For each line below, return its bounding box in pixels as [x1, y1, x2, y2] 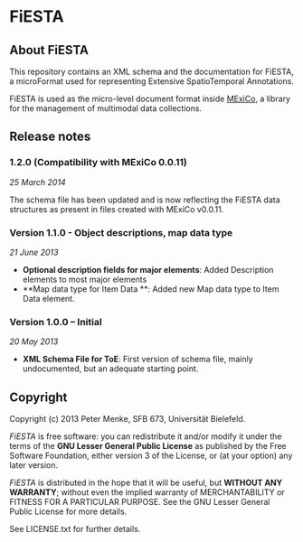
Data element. [22, 293, 75, 304]
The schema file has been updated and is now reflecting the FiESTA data [9, 194, 280, 205]
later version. [9, 460, 59, 471]
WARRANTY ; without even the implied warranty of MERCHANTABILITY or [9, 487, 285, 498]
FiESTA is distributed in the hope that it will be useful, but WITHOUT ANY [9, 477, 283, 489]
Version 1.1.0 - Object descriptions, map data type [9, 226, 233, 238]
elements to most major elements [22, 274, 147, 285]
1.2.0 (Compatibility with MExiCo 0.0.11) [9, 156, 187, 169]
